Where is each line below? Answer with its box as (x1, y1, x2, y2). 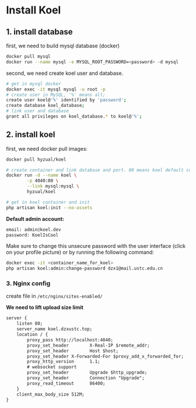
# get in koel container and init (6, 199, 90, 205)
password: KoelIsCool (6, 232, 59, 238)
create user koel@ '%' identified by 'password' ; (6, 97, 127, 103)
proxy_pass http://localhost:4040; (27, 337, 114, 343)
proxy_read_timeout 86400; (27, 381, 106, 386)
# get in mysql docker (6, 81, 61, 87)
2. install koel (6, 130, 55, 140)
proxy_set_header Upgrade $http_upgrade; (27, 369, 148, 376)
